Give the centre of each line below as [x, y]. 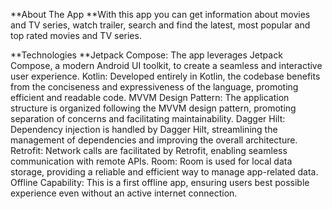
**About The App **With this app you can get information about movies [160, 14]
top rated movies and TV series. [76, 35]
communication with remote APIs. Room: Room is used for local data [151, 161]
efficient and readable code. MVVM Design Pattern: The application [150, 97]
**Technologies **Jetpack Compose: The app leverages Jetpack [146, 55]
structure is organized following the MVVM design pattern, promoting [153, 108]
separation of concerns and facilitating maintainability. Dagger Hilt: [148, 118]
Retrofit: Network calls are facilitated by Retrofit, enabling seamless [149, 150]
